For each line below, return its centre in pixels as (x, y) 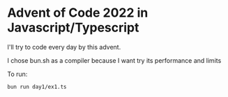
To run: (17, 74)
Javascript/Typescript (73, 28)
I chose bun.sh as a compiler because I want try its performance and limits (114, 60)
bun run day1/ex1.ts (37, 87)
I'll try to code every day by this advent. (64, 47)
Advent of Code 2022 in (78, 13)
